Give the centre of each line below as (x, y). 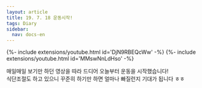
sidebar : (17, 29)
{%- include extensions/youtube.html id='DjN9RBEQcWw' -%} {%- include (101, 52)
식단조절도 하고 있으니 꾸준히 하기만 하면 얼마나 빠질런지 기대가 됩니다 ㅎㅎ (96, 79)
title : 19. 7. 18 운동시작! (40, 18)
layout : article (27, 12)
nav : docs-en (29, 35)
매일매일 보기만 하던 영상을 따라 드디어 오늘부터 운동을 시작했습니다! (87, 71)
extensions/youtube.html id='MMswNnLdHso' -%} (70, 59)
